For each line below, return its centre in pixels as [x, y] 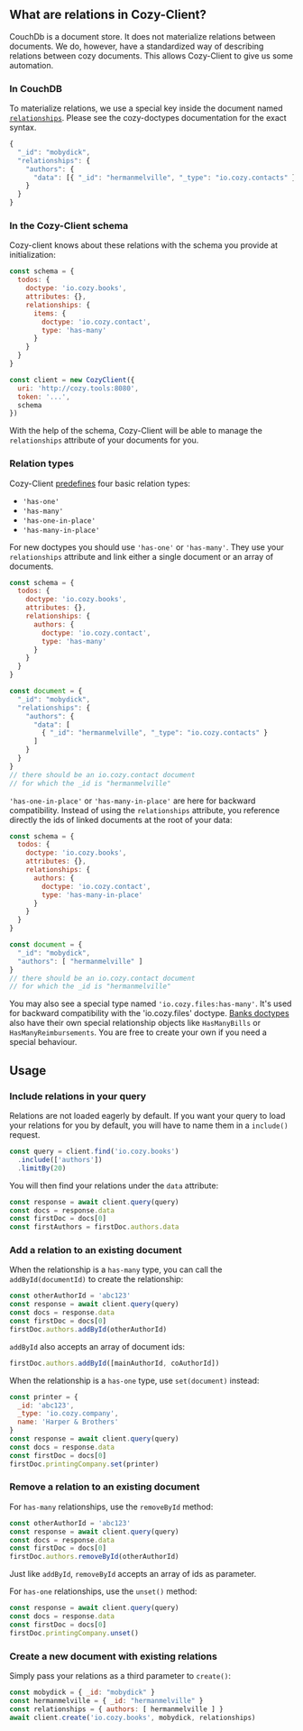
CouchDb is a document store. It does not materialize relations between [142, 36]
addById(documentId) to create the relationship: [96, 1279]
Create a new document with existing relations [114, 1656]
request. [25, 1135]
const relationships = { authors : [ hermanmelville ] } [116, 1709]
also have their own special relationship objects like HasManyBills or [135, 1023]
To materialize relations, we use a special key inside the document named [146, 108]
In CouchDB [36, 88]
